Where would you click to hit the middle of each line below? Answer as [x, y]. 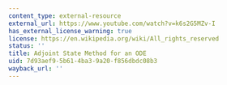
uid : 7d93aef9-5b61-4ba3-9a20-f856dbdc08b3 [83, 62]
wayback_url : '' [36, 69]
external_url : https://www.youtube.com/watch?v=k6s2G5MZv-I [112, 23]
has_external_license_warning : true [70, 31]
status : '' [27, 46]
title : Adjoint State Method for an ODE [78, 53]
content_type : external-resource [65, 16]
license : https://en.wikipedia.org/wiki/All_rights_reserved [114, 38]
